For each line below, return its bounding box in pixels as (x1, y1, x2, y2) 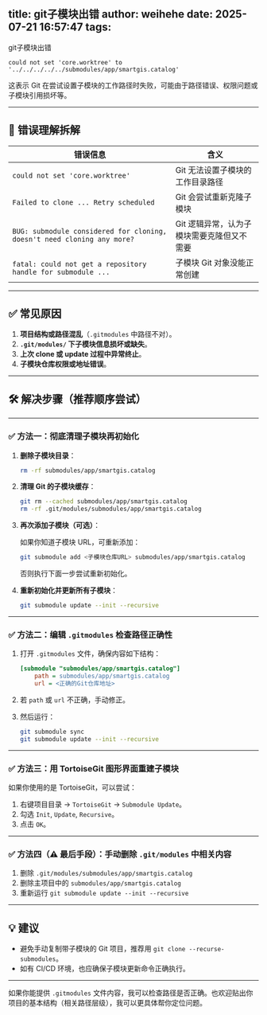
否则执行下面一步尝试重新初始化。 (19, 568, 132, 579)
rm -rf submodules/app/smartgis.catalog (19, 467, 156, 474)
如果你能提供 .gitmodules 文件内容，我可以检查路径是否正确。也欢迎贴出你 (8, 988, 253, 997)
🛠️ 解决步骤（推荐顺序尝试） (8, 392, 147, 406)
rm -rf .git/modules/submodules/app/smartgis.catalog (19, 505, 202, 513)
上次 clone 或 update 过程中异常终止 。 (19, 349, 146, 359)
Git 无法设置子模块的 (175, 164, 252, 175)
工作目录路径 (175, 176, 224, 187)
